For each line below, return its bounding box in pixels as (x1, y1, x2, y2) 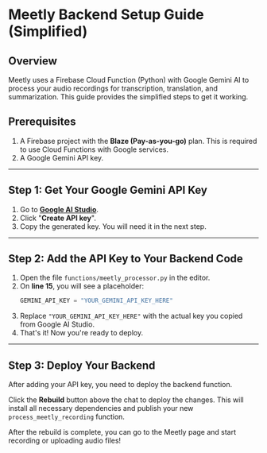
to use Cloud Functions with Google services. (19, 145, 169, 154)
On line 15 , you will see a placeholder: (19, 281, 145, 291)
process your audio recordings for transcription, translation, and (8, 83, 219, 93)
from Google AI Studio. (19, 319, 95, 329)
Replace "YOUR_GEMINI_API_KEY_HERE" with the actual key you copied (19, 312, 243, 321)
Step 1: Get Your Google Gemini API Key (8, 184, 208, 197)
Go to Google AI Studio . (19, 204, 99, 214)
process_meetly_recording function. (8, 412, 126, 422)
